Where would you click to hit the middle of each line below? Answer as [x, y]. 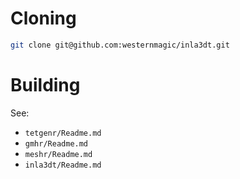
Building [45, 85]
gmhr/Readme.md [56, 143]
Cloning [43, 18]
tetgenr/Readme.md [63, 133]
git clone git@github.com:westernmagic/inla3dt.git [120, 45]
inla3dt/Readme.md [63, 165]
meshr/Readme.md [58, 154]
